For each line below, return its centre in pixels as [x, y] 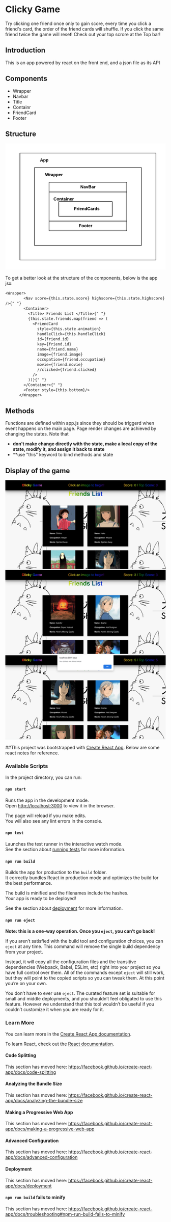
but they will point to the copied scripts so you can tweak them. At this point [85, 978]
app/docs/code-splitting [31, 1072]
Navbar [20, 96]
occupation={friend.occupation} [72, 360]
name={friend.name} [58, 349]
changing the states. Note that [37, 434]
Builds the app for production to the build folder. [56, 873]
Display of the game [38, 470]
